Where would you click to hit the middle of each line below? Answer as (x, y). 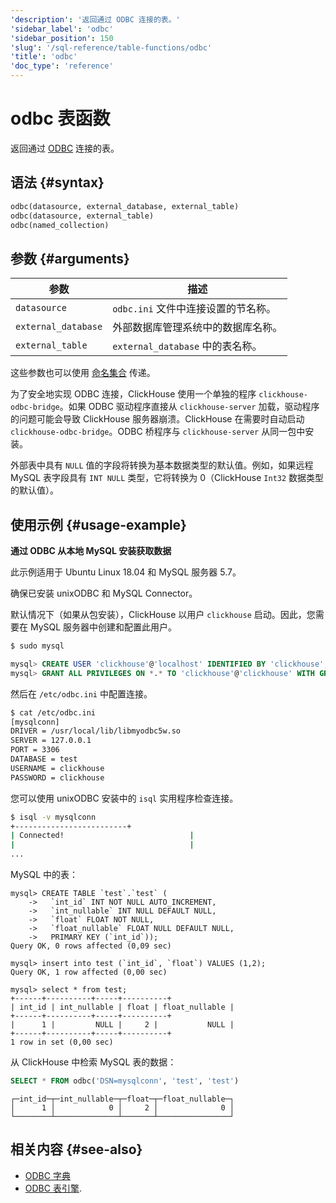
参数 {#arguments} (70, 258)
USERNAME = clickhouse (57, 768)
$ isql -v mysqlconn (53, 817)
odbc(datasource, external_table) (82, 216)
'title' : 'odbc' (44, 57)
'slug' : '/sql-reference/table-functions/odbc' (111, 47)
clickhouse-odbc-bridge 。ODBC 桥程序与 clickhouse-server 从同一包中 (158, 432)
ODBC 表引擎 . (53, 1188)
